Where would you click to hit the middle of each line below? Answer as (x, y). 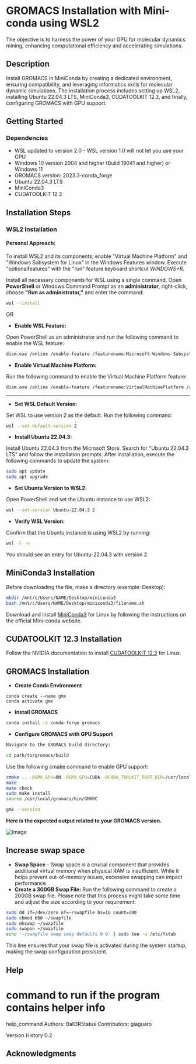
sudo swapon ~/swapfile (35, 929)
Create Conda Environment (48, 686)
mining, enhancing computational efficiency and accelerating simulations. (94, 46)
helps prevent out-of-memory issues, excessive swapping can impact (98, 877)
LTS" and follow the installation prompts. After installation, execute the (90, 454)
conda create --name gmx (36, 696)
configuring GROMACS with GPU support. (56, 103)
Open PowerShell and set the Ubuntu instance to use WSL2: (78, 500)
